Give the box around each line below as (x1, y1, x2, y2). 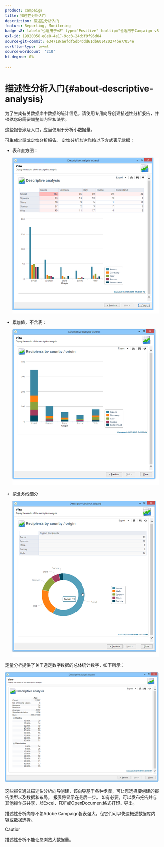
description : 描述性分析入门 (5, 18, 60, 23)
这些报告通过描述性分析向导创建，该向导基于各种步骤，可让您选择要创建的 (5, 788, 155, 794)
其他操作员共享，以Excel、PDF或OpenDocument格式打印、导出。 (5, 800, 138, 806)
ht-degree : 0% (5, 54, 34, 59)
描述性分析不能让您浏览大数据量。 (5, 836, 74, 842)
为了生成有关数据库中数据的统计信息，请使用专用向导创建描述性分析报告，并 (5, 110, 159, 116)
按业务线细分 (12, 491, 38, 496)
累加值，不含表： (12, 319, 47, 325)
